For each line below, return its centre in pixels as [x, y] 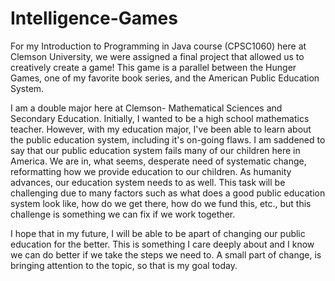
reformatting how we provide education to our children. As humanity [151, 171]
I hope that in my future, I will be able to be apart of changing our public [158, 233]
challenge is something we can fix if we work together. [123, 214]
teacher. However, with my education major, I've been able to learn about [161, 129]
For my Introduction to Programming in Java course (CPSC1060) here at [158, 46]
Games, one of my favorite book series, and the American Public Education [165, 78]
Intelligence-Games [94, 18]
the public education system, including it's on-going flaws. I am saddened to [168, 139]
